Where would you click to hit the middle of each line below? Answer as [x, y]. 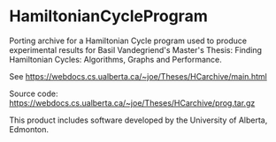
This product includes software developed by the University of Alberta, [138, 120]
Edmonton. [29, 129]
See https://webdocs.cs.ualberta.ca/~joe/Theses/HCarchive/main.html [138, 76]
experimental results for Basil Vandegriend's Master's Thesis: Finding [136, 49]
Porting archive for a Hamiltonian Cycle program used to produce [128, 41]
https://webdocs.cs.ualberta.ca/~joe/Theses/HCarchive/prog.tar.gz [132, 102]
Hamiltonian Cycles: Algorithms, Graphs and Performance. [116, 59]
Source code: [34, 93]
